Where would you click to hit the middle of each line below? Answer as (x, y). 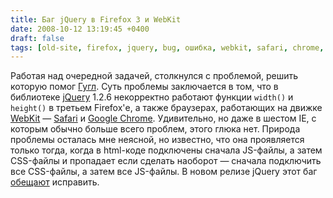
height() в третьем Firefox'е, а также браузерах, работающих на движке (166, 108)
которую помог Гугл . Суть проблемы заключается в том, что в (144, 87)
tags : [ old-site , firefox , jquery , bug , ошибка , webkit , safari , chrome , (167, 47)
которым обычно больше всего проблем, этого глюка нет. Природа (155, 129)
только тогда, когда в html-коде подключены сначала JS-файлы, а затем (166, 150)
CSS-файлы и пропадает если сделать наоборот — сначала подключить (166, 161)
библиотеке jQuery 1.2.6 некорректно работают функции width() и (152, 97)
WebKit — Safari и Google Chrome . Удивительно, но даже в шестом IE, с (163, 118)
